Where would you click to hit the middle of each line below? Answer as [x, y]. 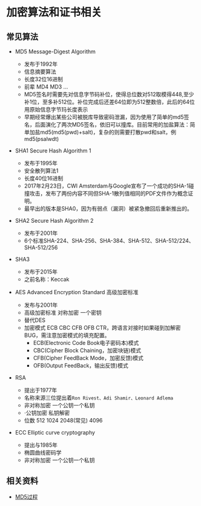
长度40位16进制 [44, 178]
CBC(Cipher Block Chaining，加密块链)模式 [87, 350]
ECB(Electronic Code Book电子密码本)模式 [86, 343]
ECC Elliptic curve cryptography [55, 432]
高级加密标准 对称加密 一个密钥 [63, 313]
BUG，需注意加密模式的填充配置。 [67, 335]
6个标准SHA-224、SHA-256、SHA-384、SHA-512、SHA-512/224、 [109, 241]
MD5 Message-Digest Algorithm [55, 51]
